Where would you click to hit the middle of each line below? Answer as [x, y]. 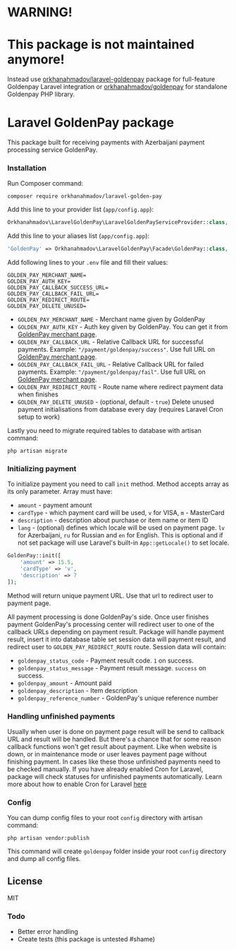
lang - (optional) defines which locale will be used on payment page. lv [121, 528]
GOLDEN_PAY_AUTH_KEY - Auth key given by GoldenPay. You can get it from [123, 327]
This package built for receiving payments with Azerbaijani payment [106, 143]
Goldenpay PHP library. [41, 94]
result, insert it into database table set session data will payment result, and [117, 639]
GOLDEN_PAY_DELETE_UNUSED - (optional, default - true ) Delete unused [116, 402]
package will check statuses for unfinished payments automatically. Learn [115, 777]
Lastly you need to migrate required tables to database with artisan [105, 431]
